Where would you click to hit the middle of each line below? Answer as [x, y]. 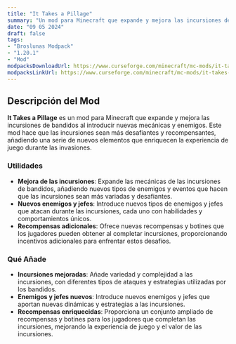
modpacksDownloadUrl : [39, 66]
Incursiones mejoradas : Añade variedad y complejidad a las [105, 274]
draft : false [26, 33]
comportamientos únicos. [54, 218]
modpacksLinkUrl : [33, 72]
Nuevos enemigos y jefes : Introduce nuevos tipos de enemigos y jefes [120, 204]
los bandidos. [37, 289]
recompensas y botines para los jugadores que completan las [107, 319]
